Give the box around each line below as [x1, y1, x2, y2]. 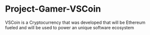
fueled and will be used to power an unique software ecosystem [5, 24, 134, 30]
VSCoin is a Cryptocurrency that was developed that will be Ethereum [5, 19, 146, 25]
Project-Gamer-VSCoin [5, 3, 101, 15]
